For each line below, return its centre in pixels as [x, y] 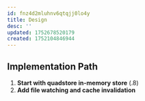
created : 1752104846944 [41, 39]
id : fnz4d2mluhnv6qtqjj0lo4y [49, 13]
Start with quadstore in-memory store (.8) [78, 83]
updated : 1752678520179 [41, 32]
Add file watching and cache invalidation [76, 90]
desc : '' [19, 26]
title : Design [27, 20]
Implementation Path [52, 67]
